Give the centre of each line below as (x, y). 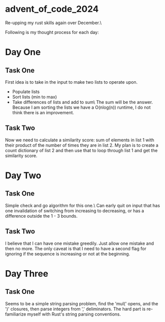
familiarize (16, 314)
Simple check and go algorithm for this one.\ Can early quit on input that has (82, 205)
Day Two (23, 175)
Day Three (27, 274)
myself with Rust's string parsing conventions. (74, 314)
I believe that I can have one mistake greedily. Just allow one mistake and (80, 243)
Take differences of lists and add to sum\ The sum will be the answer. (82, 102)
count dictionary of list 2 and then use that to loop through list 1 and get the (81, 150)
